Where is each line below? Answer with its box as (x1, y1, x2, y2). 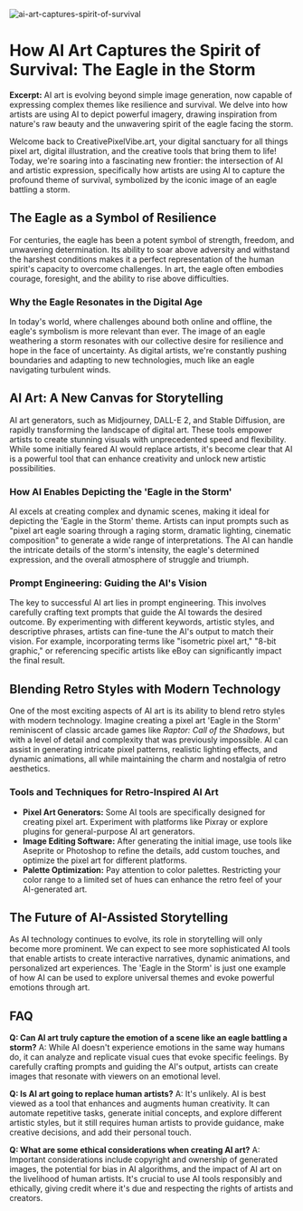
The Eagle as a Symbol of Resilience (9, 210, 217, 226)
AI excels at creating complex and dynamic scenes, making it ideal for (9, 506, 270, 517)
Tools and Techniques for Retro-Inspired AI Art (9, 786, 219, 799)
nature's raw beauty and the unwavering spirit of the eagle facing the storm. (9, 118, 294, 129)
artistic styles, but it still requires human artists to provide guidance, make (9, 1118, 285, 1129)
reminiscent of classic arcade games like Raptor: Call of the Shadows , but (9, 725, 285, 736)
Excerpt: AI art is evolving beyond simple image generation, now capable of (9, 89, 293, 100)
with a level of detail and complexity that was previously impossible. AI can (9, 734, 289, 745)
